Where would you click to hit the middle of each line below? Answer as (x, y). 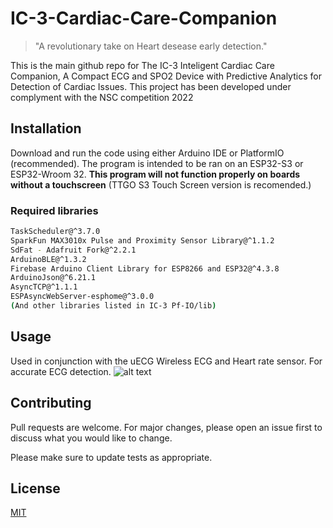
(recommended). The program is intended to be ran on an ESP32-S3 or (157, 163)
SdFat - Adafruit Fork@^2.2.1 (73, 250)
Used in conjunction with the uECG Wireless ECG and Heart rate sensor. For (166, 361)
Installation (46, 128)
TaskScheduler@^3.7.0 (55, 232)
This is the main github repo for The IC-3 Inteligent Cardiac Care (142, 65)
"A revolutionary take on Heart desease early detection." (151, 46)
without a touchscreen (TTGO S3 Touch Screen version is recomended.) (161, 184)
